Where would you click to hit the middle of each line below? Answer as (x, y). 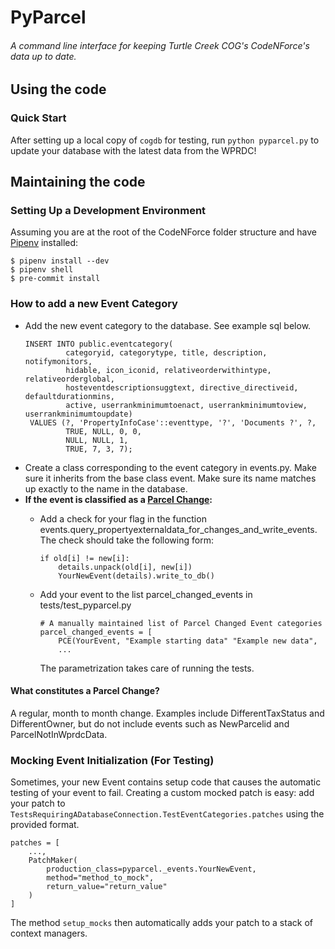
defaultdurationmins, (69, 396)
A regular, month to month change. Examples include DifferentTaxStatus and (167, 713)
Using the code (58, 89)
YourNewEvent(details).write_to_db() (136, 576)
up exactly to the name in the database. (106, 488)
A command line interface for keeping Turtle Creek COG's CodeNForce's (160, 45)
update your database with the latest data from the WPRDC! (133, 150)
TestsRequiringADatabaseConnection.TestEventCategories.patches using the (167, 814)
